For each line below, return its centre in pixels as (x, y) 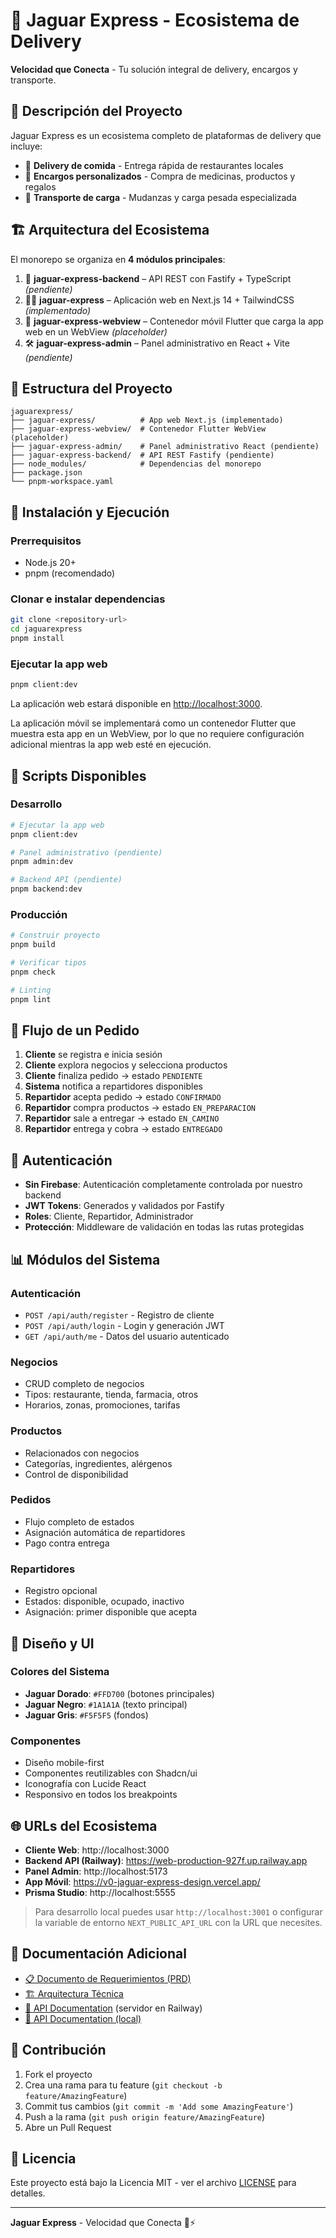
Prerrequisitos (46, 541)
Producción (39, 915)
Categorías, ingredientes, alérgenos (98, 1463)
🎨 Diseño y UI (52, 1643)
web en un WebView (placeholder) (96, 331)
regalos (40, 186)
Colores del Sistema (60, 1672)
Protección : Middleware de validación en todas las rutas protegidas (164, 1227)
